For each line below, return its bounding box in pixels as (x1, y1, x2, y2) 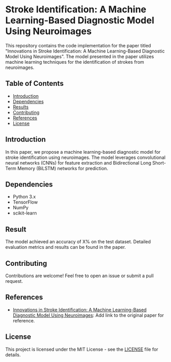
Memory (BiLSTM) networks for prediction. (17, 165, 108, 171)
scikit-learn (12, 210, 37, 216)
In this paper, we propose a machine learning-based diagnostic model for (5, 149, 161, 155)
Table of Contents (5, 79, 64, 88)
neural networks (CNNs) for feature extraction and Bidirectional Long (5, 159, 151, 166)
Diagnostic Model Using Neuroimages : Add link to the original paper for (12, 312, 164, 318)
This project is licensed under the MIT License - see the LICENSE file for (5, 346, 158, 352)
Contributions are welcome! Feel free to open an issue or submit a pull (5, 273, 154, 279)
